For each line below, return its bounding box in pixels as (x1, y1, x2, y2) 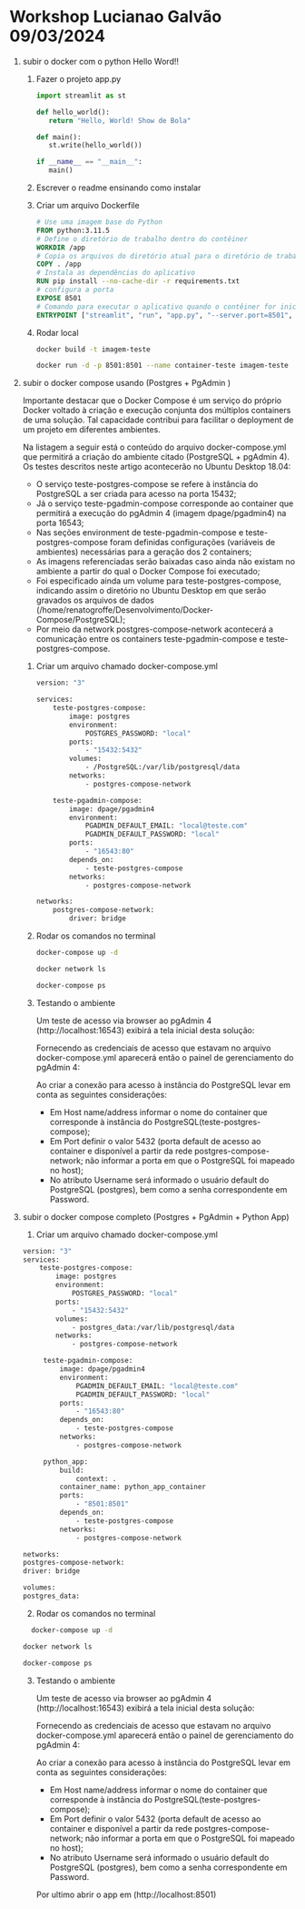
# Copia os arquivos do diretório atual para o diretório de (35, 251, 272, 260)
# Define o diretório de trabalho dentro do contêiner (35, 234, 248, 243)
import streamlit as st (35, 91, 127, 100)
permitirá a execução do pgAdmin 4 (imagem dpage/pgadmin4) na (35, 508, 287, 519)
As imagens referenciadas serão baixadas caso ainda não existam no (35, 556, 296, 567)
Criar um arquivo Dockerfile (35, 200, 140, 211)
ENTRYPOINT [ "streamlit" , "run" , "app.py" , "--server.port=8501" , (35, 310, 293, 320)
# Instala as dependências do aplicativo (35, 269, 195, 278)
